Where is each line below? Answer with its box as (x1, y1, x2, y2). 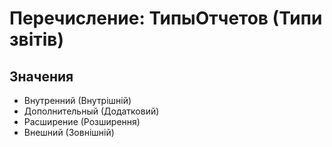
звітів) (9, 28, 64, 51)
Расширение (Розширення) (23, 116, 141, 127)
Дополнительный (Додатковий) (23, 105, 160, 117)
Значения (9, 68, 74, 85)
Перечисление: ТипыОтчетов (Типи (9, 7, 323, 30)
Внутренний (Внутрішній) (23, 95, 132, 106)
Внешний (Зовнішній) (23, 127, 115, 138)
